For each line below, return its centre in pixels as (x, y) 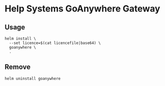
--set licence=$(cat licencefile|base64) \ (55, 43)
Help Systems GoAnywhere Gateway (82, 9)
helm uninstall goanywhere (33, 78)
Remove (18, 67)
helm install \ (20, 38)
